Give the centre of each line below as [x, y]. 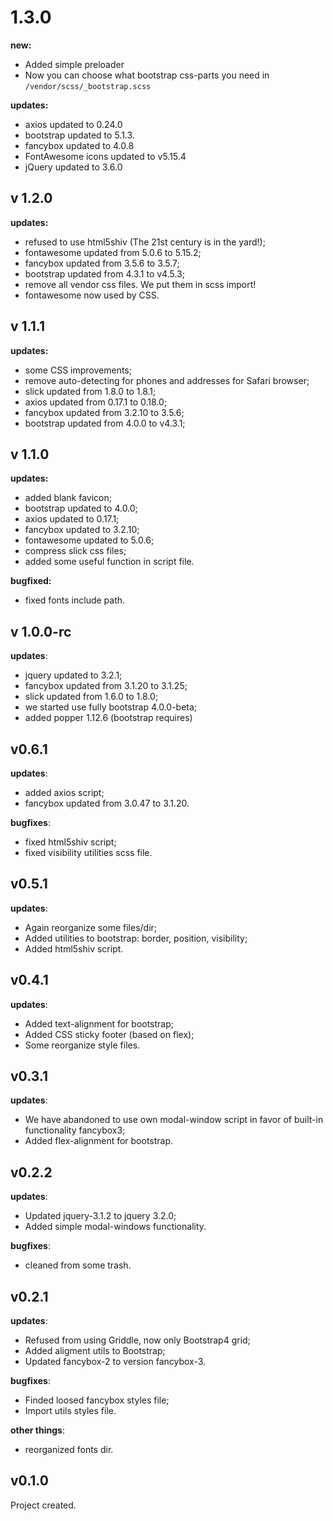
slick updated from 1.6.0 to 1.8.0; [91, 697]
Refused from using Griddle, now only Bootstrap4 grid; [137, 1340]
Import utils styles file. [70, 1411]
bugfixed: [31, 581]
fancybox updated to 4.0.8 [79, 145]
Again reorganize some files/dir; [91, 927]
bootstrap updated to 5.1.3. [79, 135]
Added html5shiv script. [74, 948]
